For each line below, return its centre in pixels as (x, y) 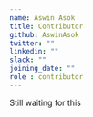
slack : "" (28, 60)
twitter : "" (32, 43)
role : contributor (46, 77)
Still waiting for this (46, 102)
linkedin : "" (34, 52)
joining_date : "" (42, 69)
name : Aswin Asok (42, 18)
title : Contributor (46, 26)
